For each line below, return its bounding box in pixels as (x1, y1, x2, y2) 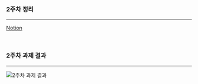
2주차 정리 (6, 5, 34, 13)
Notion (6, 25, 22, 32)
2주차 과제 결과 (6, 52, 47, 60)
